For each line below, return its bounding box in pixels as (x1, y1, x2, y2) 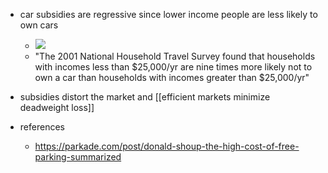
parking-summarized (34, 151, 122, 163)
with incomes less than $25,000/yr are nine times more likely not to (34, 61, 313, 73)
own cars (19, 19, 59, 31)
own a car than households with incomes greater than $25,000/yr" (34, 72, 310, 83)
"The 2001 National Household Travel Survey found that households (34, 50, 316, 62)
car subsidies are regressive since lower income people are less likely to (19, 9, 318, 20)
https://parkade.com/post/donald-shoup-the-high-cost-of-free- (34, 140, 300, 152)
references (19, 121, 65, 133)
